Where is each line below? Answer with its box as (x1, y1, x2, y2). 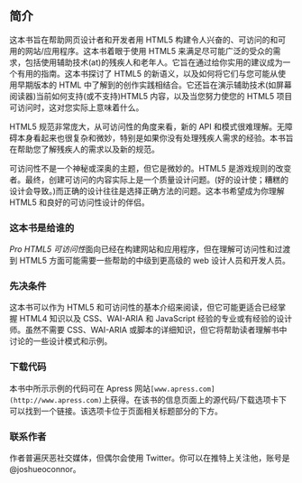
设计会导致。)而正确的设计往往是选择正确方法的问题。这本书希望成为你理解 (9, 185, 286, 196)
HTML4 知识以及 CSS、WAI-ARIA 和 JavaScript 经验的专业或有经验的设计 (19, 313, 293, 324)
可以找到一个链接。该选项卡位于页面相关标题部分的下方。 (9, 405, 223, 416)
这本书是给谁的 (9, 221, 75, 234)
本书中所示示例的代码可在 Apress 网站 (9, 383, 151, 394)
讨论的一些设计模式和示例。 (9, 336, 113, 347)
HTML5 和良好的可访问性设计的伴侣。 (9, 197, 151, 208)
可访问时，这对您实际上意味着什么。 (9, 102, 144, 113)
